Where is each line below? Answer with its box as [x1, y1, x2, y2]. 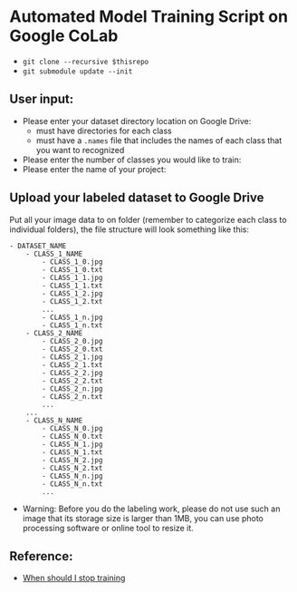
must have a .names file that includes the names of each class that [35, 134, 283, 146]
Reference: [9, 548, 73, 564]
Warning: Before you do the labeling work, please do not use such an [22, 503, 281, 514]
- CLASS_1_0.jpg [42, 257, 103, 267]
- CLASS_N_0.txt [42, 432, 103, 441]
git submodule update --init [22, 66, 133, 76]
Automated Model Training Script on [9, 6, 288, 27]
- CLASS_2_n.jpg [42, 383, 103, 393]
